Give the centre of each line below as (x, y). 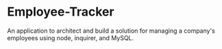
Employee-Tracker (61, 12)
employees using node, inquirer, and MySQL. (71, 37)
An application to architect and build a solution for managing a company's (111, 31)
